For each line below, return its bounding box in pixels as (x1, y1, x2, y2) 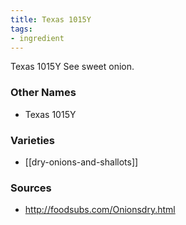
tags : (10, 24, 33, 34)
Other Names (10, 86, 77, 100)
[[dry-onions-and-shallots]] (24, 156, 139, 168)
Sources (10, 181, 52, 195)
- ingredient (10, 33, 65, 43)
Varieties (10, 133, 55, 147)
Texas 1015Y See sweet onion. (10, 61, 135, 73)
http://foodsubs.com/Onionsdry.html (24, 204, 176, 216)
